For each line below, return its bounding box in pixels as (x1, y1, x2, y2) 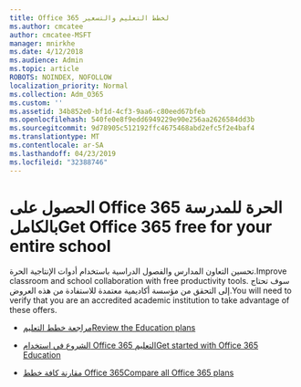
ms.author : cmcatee (9, 22, 84, 31)
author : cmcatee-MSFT (9, 30, 92, 39)
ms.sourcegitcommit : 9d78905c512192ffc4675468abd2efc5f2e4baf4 (9, 124, 255, 133)
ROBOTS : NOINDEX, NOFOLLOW (9, 73, 112, 82)
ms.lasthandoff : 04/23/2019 (9, 149, 117, 158)
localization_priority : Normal (9, 81, 129, 90)
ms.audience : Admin (9, 56, 84, 65)
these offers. (9, 305, 57, 316)
